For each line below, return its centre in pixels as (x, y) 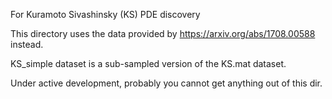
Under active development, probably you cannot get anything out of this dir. (166, 83)
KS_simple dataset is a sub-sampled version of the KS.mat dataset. (148, 63)
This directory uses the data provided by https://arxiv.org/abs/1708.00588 (163, 33)
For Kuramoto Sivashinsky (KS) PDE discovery (105, 14)
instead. (27, 44)
